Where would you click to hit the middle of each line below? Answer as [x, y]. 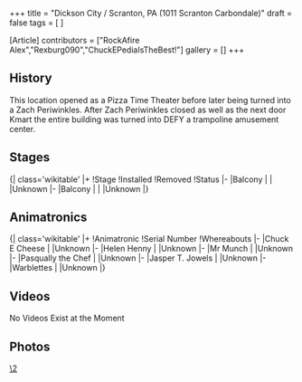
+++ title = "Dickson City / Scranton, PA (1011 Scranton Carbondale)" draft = [151, 13]
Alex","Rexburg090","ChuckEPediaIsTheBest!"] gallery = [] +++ [127, 50]
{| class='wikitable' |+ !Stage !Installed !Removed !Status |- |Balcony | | [141, 179]
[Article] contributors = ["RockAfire [75, 40]
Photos [30, 346]
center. [23, 129]
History [31, 78]
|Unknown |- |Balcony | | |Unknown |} [79, 188]
